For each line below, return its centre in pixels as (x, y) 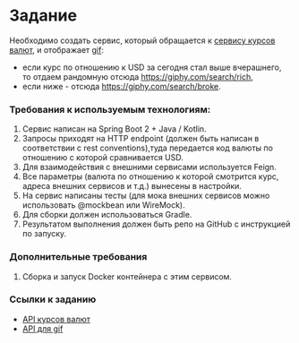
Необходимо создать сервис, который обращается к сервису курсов (142, 40)
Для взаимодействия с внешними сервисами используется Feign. (149, 167)
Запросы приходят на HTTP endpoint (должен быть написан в (141, 139)
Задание (43, 16)
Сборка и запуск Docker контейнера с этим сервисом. (127, 276)
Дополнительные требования (78, 257)
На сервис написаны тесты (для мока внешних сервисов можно (146, 196)
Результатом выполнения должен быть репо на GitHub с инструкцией (156, 224)
